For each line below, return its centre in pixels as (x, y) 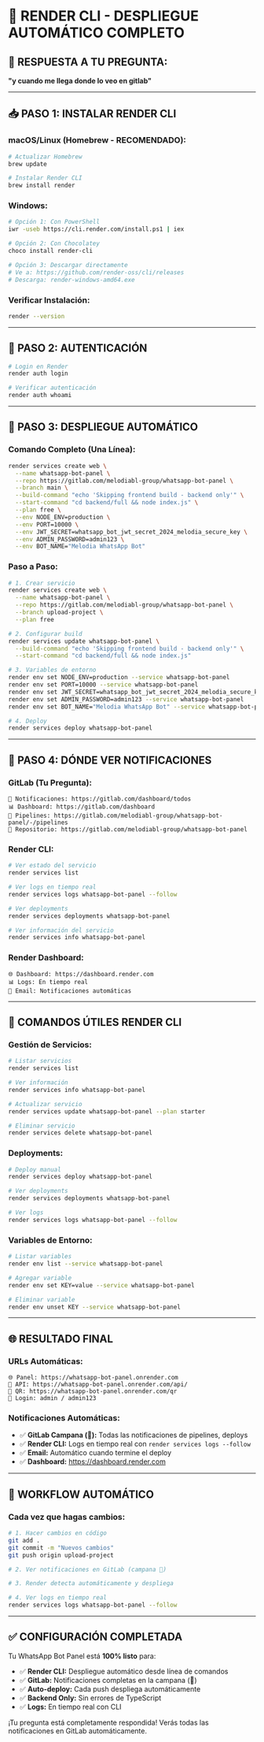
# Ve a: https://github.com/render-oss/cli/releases (96, 272)
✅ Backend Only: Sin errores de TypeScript (90, 1698)
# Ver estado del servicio (52, 866)
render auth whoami (40, 396)
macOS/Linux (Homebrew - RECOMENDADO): (97, 140)
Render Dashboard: (46, 958)
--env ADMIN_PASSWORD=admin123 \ (70, 539)
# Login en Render (38, 366)
